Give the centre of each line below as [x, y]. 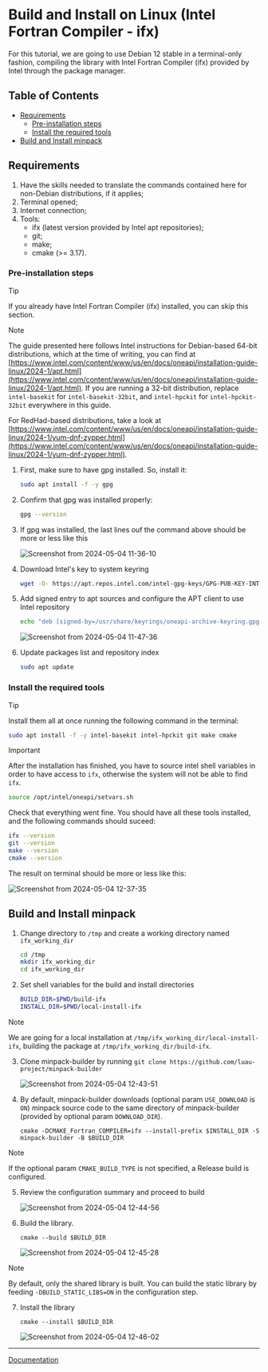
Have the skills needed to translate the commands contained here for [133, 184]
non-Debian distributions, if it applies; [82, 193]
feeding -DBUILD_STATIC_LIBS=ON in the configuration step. [103, 1291]
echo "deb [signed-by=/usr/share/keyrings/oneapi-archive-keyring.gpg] [141, 622]
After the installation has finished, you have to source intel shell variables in [132, 766]
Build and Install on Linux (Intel [112, 15]
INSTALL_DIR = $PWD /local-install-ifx [81, 1007]
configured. [27, 1176]
